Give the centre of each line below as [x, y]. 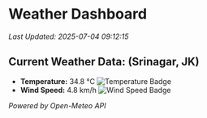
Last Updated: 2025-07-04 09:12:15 [69, 36]
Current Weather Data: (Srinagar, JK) [104, 62]
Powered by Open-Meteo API [58, 105]
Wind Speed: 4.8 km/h [58, 90]
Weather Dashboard [78, 14]
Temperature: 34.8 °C [58, 81]
